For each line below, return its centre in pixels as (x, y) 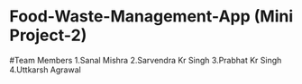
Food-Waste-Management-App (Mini (151, 17)
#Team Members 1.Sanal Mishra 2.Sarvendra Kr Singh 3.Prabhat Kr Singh (146, 60)
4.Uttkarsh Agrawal (45, 70)
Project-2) (48, 35)
